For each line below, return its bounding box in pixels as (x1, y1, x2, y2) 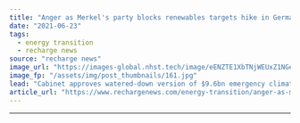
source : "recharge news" (9, 54, 102, 63)
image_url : (9, 63, 50, 72)
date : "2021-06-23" (9, 21, 82, 30)
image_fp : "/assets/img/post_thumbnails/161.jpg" (9, 71, 198, 80)
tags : (9, 29, 29, 38)
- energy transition (17, 37, 94, 47)
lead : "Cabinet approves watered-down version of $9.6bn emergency (9, 79, 266, 88)
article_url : (9, 87, 58, 96)
